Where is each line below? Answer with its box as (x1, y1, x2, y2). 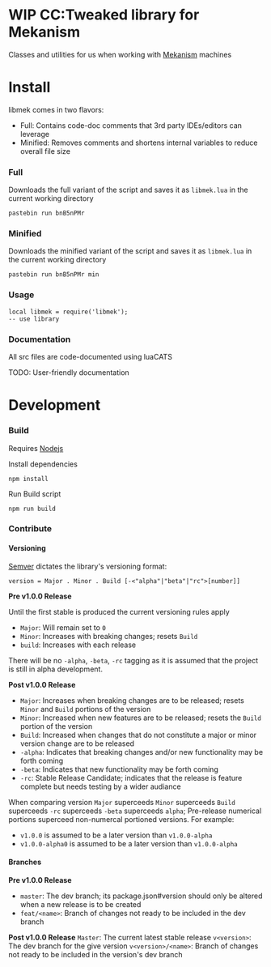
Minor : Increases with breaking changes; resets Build (19, 631, 198, 641)
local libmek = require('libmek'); (8, 308, 129, 316)
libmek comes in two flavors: (8, 104, 104, 114)
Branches (8, 857, 42, 867)
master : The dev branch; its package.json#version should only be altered (19, 891, 263, 901)
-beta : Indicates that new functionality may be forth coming (19, 764, 218, 774)
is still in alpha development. (8, 664, 104, 674)
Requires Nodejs (8, 443, 64, 453)
